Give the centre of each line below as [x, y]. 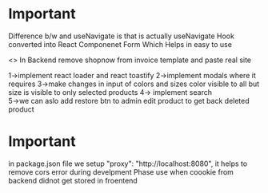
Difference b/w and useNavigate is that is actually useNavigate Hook [121, 36]
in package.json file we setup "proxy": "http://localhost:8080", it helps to [128, 163]
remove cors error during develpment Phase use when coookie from [121, 171]
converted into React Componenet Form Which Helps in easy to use [120, 44]
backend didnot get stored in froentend [73, 180]
